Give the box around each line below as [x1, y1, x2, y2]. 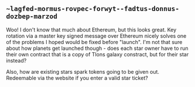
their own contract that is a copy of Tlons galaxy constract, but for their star [6, 50, 189, 57]
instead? [6, 57, 27, 64]
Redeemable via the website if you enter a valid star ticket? [6, 74, 148, 81]
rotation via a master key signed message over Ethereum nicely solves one [6, 32, 187, 39]
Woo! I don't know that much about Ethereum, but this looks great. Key [6, 26, 177, 33]
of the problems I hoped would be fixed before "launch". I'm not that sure [6, 38, 183, 45]
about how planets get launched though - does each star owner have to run [6, 45, 189, 52]
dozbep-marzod [6, 12, 57, 21]
